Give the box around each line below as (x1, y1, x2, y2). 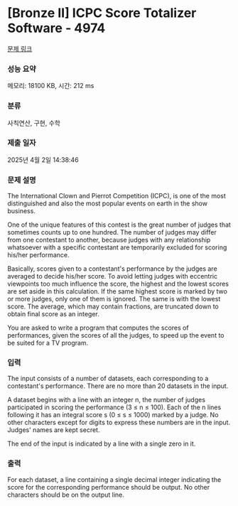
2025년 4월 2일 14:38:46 (7, 155, 80, 164)
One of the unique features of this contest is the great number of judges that (7, 220, 231, 229)
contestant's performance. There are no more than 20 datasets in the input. (7, 382, 229, 390)
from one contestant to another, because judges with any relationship (7, 236, 211, 244)
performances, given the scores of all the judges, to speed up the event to (7, 331, 225, 340)
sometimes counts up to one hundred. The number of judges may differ (7, 228, 217, 237)
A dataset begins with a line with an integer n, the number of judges (7, 396, 206, 404)
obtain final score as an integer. (7, 310, 99, 318)
